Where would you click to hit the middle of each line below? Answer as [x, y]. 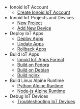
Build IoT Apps [24, 54]
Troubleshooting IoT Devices [46, 101]
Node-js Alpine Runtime [41, 91]
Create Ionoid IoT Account [43, 12]
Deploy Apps [30, 38]
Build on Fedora [33, 65]
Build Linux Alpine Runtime [37, 80]
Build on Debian [33, 70]
